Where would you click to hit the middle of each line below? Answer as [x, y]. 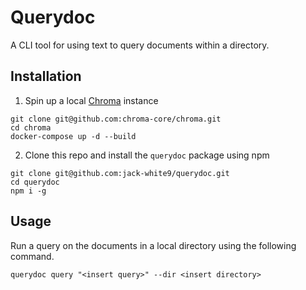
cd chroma [31, 127]
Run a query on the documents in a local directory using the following [153, 245]
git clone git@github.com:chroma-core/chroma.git [116, 119]
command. [32, 256]
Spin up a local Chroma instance [91, 100]
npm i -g [28, 191]
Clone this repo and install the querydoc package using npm [147, 155]
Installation [46, 76]
